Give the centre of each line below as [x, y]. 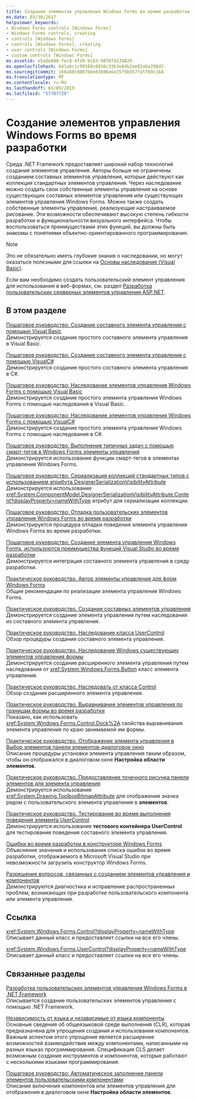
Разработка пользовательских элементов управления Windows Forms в [97, 988]
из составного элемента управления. [53, 621]
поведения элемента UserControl [48, 820]
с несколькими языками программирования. [63, 1062]
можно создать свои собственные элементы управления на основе [92, 189]
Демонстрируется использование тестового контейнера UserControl [94, 826]
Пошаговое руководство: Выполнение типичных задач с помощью [90, 445]
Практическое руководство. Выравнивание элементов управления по [94, 704]
